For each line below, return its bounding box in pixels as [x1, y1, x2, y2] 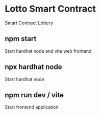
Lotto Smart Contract [5, 3, 96, 15]
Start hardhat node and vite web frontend [5, 48, 92, 54]
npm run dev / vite [5, 91, 64, 99]
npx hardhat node [5, 63, 62, 71]
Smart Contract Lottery [5, 20, 54, 26]
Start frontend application [5, 104, 59, 110]
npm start [5, 34, 37, 43]
